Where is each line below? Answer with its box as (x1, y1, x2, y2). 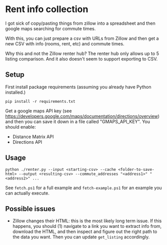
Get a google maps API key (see (5, 107, 72, 114)
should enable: (5, 124, 36, 130)
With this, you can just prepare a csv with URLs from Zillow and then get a (5, 35, 159, 41)
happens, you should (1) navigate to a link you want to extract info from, (12, 223, 162, 229)
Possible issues (5, 204, 55, 213)
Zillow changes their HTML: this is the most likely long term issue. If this (12, 218, 162, 224)
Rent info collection (5, 4, 88, 15)
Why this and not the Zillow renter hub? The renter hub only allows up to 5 (5, 50, 159, 56)
